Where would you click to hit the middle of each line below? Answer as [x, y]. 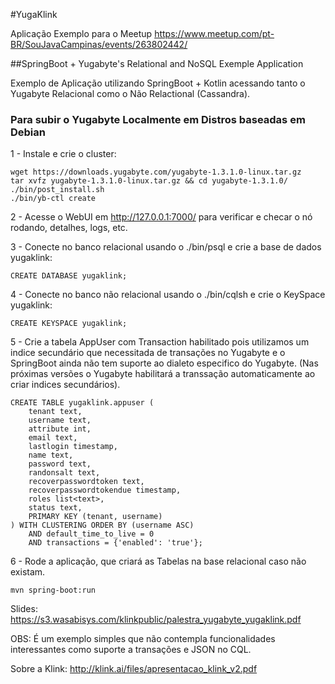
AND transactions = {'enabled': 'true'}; [115, 543]
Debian [28, 132]
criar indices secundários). [65, 385]
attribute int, [60, 429]
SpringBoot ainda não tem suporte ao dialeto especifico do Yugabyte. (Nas [164, 363]
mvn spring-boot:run [53, 590]
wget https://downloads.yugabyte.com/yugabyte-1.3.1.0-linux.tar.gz [156, 172]
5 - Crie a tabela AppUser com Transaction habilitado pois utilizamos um [160, 342]
